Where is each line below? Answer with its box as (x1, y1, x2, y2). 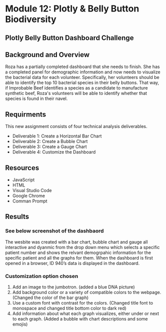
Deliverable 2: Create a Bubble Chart (12, 138, 88, 144)
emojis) (12, 321, 28, 327)
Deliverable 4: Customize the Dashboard (12, 149, 96, 155)
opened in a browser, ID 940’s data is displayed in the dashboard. (5, 260, 140, 266)
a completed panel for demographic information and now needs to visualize (5, 69, 161, 75)
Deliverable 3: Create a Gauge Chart (12, 143, 87, 150)
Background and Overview (5, 50, 90, 59)
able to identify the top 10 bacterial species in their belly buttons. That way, (5, 79, 160, 85)
